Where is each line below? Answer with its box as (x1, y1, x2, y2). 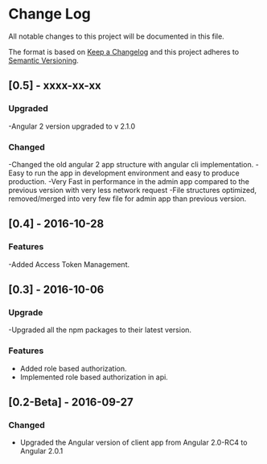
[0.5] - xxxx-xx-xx (8, 79, 102, 92)
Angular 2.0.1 (19, 446, 64, 456)
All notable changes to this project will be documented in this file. (8, 31, 225, 41)
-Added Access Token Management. (8, 259, 130, 269)
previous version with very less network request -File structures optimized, (8, 185, 257, 195)
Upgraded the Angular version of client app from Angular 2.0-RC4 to (19, 437, 248, 447)
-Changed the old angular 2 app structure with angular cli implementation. (8, 159, 254, 169)
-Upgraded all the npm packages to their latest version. (8, 325, 191, 335)
